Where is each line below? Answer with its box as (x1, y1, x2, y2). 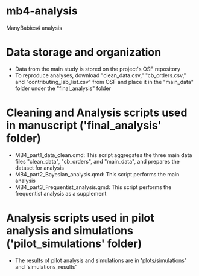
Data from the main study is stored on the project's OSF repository (14, 65, 181, 72)
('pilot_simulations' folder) (6, 237, 142, 250)
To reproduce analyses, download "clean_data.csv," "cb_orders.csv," (14, 71, 186, 79)
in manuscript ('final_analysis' (6, 119, 162, 132)
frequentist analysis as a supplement (14, 190, 107, 197)
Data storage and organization (6, 45, 162, 59)
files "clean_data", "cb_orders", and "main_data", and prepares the (14, 158, 180, 165)
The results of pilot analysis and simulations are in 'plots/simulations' (14, 257, 186, 264)
